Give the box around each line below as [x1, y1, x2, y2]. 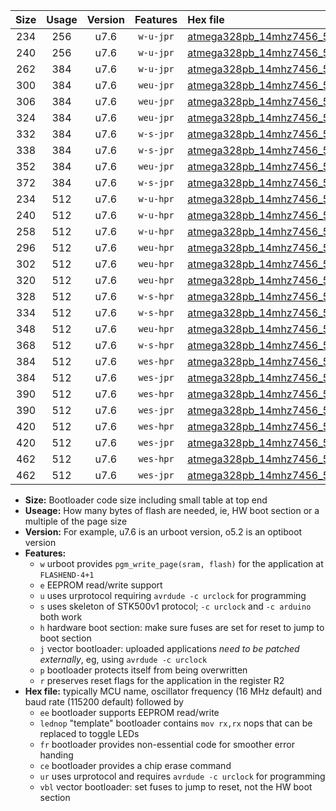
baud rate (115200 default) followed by [24, 696, 184, 708]
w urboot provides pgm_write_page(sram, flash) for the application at [39, 558, 324, 569]
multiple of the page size [24, 515, 128, 527]
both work [39, 611, 83, 623]
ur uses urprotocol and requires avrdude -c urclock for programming [39, 770, 326, 782]
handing [39, 749, 74, 761]
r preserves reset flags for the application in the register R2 [39, 675, 285, 686]
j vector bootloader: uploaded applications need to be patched [39, 643, 300, 654]
